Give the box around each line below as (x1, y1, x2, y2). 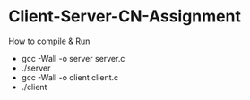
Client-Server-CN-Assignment (8, 6, 241, 27)
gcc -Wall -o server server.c (21, 53, 125, 63)
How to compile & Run (8, 36, 91, 46)
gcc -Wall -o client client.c (21, 71, 119, 82)
